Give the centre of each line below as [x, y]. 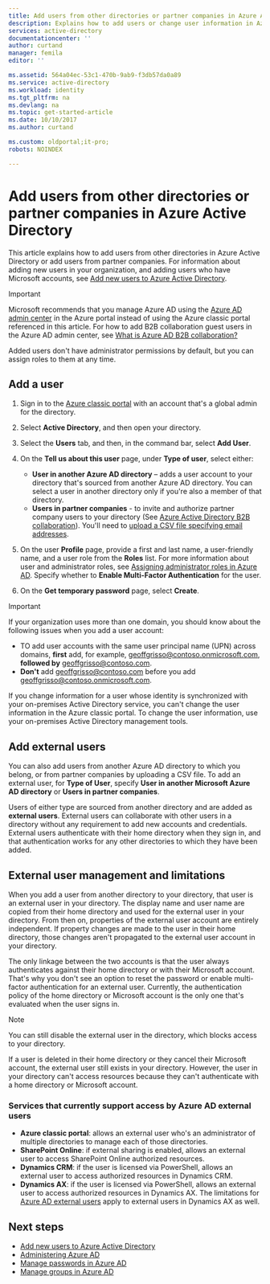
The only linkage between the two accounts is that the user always [119, 961]
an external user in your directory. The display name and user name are [127, 903]
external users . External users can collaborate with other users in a [120, 816]
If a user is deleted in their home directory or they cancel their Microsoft [127, 1059]
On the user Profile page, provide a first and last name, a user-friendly [137, 550]
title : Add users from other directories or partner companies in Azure [133, 16]
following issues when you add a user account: [86, 631]
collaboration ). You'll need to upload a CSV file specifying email [137, 525]
